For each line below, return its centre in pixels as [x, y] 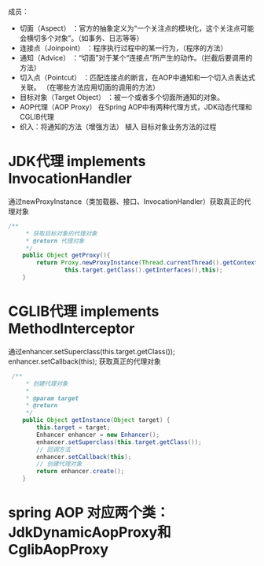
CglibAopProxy [58, 550]
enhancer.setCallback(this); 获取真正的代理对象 [84, 361]
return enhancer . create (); [81, 472]
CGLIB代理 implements [84, 311]
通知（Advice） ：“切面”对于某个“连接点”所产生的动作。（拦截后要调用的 [136, 58]
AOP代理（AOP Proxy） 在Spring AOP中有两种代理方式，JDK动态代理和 [136, 107]
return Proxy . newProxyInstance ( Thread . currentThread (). [130, 263]
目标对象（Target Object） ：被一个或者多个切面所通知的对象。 [122, 97]
